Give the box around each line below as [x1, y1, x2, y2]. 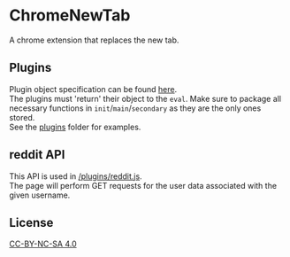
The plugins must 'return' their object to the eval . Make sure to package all [9, 93, 281, 104]
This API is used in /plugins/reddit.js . [9, 170, 143, 182]
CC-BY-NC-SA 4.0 [9, 238, 77, 249]
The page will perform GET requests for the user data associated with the [9, 180, 277, 191]
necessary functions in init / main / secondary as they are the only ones [9, 103, 262, 113]
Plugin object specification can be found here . [9, 83, 178, 94]
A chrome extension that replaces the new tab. [9, 35, 179, 45]
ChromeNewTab [9, 5, 131, 26]
